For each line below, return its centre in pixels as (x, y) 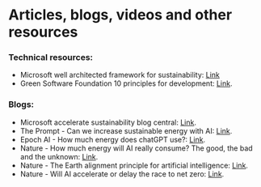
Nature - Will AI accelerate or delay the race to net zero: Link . (122, 174)
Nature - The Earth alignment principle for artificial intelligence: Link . (134, 165)
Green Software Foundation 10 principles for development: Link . (126, 83)
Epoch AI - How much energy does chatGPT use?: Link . (113, 139)
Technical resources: (51, 57)
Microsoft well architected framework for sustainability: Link (120, 75)
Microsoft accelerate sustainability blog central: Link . (108, 122)
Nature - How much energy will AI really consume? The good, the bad (136, 148)
